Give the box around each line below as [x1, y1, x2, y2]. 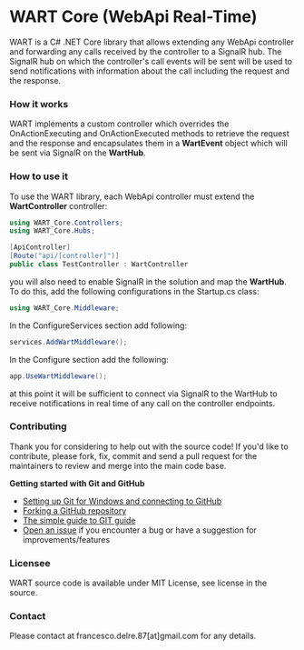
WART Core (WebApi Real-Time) [9, 6, 258, 27]
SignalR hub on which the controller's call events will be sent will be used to [9, 55, 293, 66]
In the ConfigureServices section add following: [9, 320, 188, 331]
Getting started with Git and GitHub [9, 477, 145, 488]
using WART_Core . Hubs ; [9, 226, 95, 235]
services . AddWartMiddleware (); [9, 337, 128, 346]
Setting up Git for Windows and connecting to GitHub [22, 495, 222, 506]
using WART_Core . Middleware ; [9, 303, 120, 313]
